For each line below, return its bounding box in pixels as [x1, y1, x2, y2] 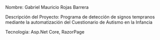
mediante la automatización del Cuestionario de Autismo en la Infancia [5, 19, 153, 25]
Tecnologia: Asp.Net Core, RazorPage [5, 29, 85, 34]
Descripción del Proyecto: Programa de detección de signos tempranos [5, 14, 155, 19]
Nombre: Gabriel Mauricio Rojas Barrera [5, 4, 89, 10]
